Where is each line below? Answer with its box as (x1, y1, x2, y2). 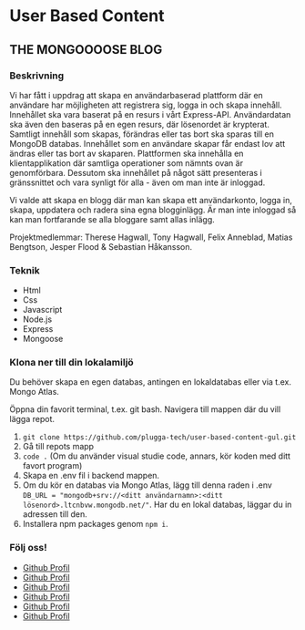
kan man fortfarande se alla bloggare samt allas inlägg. (9, 213, 216, 224)
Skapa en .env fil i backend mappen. (22, 470, 160, 481)
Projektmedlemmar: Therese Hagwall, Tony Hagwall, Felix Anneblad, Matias (9, 232, 293, 243)
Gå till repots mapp (22, 441, 94, 452)
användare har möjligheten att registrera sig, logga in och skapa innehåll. (9, 99, 282, 110)
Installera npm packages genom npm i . (22, 519, 168, 530)
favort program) (22, 460, 83, 471)
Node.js (22, 314, 53, 325)
